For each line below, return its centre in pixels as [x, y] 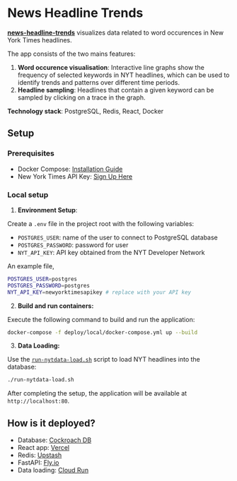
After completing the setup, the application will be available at [97, 393]
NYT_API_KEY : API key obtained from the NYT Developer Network [111, 252]
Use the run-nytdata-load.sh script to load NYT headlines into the [104, 360]
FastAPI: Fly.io [38, 463]
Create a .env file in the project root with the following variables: [101, 223]
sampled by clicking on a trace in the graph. [82, 97]
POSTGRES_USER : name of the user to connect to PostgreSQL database [117, 237]
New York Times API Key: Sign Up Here [75, 176]
